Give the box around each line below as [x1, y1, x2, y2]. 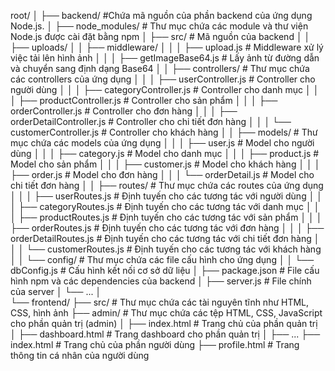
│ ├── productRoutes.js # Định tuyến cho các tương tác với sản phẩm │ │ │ [10, 211, 323, 223]
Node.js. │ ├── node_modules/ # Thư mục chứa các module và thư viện [10, 20, 309, 32]
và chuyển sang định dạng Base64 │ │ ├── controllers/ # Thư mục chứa [10, 63, 310, 74]
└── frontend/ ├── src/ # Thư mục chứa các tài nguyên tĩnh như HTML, [10, 296, 310, 308]
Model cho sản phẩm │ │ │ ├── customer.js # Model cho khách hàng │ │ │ [10, 158, 321, 170]
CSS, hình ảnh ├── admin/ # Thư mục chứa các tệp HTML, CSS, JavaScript [10, 307, 323, 319]
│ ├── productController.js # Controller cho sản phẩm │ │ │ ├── [10, 95, 278, 106]
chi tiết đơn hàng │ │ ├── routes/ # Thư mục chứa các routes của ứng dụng [10, 180, 324, 191]
